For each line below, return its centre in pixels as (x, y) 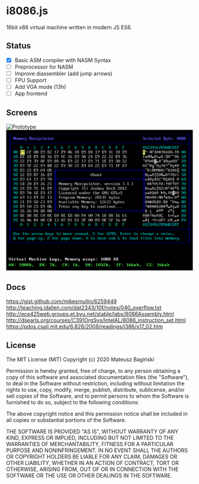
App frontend (31, 93)
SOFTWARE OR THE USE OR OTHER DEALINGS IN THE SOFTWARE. (89, 476)
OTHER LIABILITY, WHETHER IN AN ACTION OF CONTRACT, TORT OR (92, 463)
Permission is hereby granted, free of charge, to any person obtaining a (93, 371)
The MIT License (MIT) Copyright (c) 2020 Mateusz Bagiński (80, 360)
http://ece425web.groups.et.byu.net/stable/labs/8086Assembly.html (90, 314)
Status (19, 46)
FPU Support (31, 80)
